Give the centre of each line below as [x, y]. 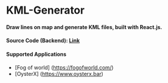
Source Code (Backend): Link [43, 41]
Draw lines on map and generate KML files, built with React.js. [84, 27]
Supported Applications [36, 54]
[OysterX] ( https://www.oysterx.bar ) [59, 74]
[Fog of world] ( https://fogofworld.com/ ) [64, 67]
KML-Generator [45, 10]
